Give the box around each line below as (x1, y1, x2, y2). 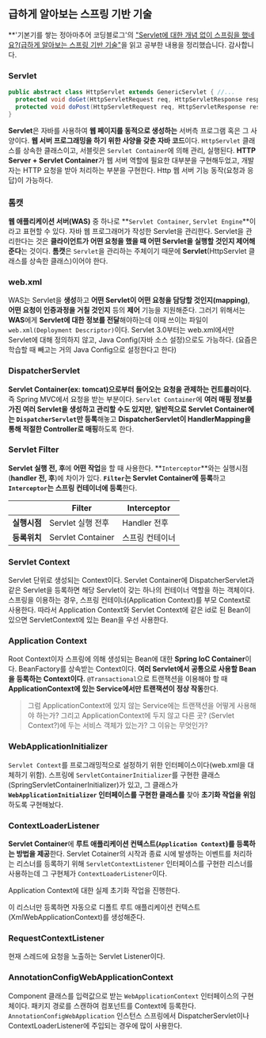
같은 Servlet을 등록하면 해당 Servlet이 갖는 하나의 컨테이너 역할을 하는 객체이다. (8, 585, 255, 595)
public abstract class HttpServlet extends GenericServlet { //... (8, 88, 236, 97)
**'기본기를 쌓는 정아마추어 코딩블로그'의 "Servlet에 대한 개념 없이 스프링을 (8, 30, 240, 40)
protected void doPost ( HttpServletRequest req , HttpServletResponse (15, 102, 246, 111)
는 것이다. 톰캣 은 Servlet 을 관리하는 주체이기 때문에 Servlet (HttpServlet (21, 246, 247, 255)
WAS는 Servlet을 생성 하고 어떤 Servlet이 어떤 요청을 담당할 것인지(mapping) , (8, 296, 250, 305)
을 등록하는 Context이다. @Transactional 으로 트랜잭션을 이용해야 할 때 (8, 674, 228, 684)
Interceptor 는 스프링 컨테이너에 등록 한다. (8, 483, 138, 492)
